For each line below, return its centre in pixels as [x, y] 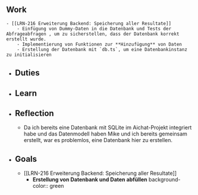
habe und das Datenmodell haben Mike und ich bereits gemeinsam [105, 134]
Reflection [34, 113]
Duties [27, 73]
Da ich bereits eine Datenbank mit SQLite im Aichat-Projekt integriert [108, 128]
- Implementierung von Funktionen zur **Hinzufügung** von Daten [100, 44]
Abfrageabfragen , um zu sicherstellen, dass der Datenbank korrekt [93, 34]
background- [164, 180]
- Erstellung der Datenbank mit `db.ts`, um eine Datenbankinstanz [102, 49]
